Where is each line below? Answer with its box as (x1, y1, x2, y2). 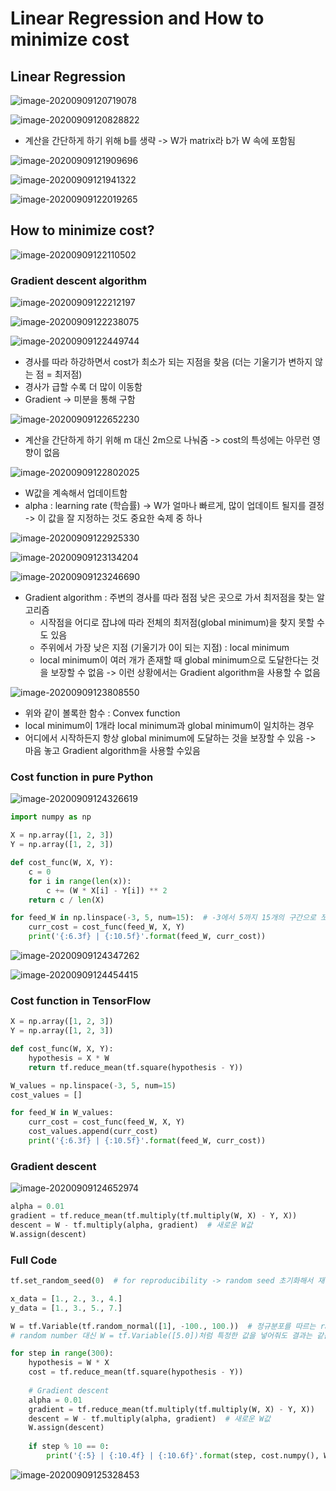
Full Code (10, 1253, 58, 1267)
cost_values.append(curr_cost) (28, 1127, 159, 1137)
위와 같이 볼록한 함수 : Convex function (24, 707, 181, 719)
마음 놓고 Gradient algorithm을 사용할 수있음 (24, 745, 201, 757)
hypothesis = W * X (28, 1358, 110, 1368)
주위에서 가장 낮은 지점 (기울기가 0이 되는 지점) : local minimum (39, 642, 290, 654)
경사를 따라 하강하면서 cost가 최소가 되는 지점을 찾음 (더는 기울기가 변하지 (24, 356, 313, 368)
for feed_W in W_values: (10, 1108, 114, 1118)
